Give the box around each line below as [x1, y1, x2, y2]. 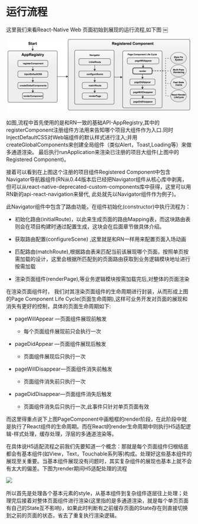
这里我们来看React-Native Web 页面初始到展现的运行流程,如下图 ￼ [6, 26, 169, 33]
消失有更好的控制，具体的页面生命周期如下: [6, 303, 111, 310]
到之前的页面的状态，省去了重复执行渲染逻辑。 [6, 512, 120, 519]
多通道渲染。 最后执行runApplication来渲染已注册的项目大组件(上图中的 [6, 149, 180, 156]
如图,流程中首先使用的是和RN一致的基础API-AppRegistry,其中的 [6, 119, 160, 126]
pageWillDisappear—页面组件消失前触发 [14, 365, 113, 372]
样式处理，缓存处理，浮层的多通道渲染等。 [14, 430, 117, 437]
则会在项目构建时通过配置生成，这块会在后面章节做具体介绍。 [14, 223, 165, 230]
